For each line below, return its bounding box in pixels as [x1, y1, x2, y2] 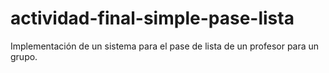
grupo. [10, 50, 38, 62]
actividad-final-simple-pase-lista [10, 7, 295, 30]
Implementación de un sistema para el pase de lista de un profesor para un [10, 40, 320, 52]
